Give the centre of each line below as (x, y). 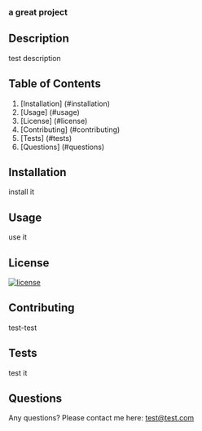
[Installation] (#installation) (65, 103)
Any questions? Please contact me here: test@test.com (101, 418)
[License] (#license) (54, 121)
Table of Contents (55, 84)
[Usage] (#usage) (50, 112)
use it (18, 237)
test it (18, 372)
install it (22, 192)
